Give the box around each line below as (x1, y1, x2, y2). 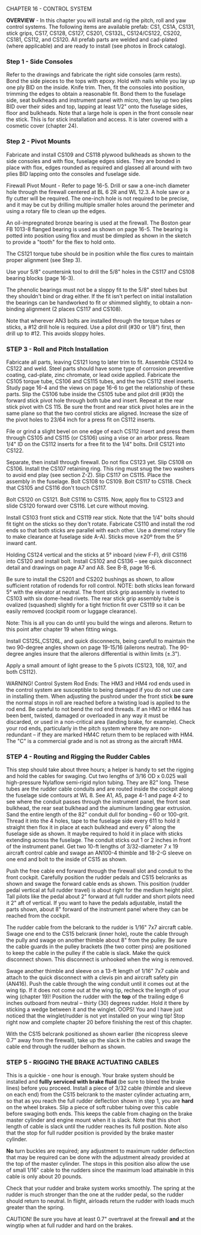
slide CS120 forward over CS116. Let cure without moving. (6, 502, 149, 509)
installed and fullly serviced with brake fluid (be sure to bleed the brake (6, 1078, 185, 1086)
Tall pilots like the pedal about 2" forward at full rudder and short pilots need (6, 893, 195, 900)
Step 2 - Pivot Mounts (6, 137, 71, 146)
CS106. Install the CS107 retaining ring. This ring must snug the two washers (6, 465, 195, 472)
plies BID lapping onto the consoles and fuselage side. (6, 170, 141, 177)
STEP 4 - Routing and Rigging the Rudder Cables (6, 752, 151, 761)
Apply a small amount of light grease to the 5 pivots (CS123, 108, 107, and (6, 662, 187, 669)
